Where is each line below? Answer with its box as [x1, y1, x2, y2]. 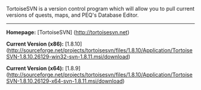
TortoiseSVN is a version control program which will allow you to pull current [6, 5, 195, 12]
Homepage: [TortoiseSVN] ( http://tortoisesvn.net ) [6, 29, 130, 35]
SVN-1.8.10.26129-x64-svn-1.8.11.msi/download [6, 77, 123, 85]
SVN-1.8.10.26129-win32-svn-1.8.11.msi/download [6, 53, 129, 60]
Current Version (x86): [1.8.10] [6, 40, 83, 47]
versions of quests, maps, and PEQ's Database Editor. [6, 11, 139, 19]
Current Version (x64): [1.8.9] [6, 65, 81, 71]
